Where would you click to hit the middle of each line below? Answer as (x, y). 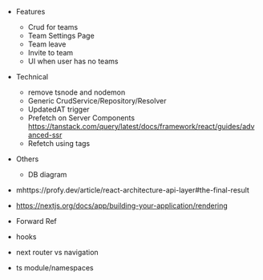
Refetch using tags (59, 143)
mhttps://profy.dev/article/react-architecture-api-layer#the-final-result (133, 190)
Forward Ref (36, 221)
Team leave (47, 44)
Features (30, 12)
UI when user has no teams (73, 61)
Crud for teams (53, 27)
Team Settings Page (61, 36)
